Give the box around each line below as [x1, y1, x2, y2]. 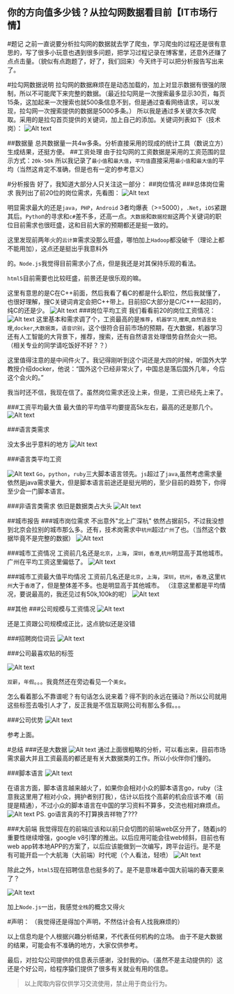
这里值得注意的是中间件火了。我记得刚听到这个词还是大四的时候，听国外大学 [7, 355, 227, 364]
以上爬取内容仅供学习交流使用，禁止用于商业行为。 [24, 979, 171, 988]
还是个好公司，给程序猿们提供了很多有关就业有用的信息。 [7, 964, 172, 972]
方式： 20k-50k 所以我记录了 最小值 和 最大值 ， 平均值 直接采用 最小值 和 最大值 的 [13, 156, 219, 165]
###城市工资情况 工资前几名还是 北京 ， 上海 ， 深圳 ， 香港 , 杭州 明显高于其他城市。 [7, 549, 227, 557]
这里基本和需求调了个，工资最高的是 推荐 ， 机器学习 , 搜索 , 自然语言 [36, 314, 212, 323]
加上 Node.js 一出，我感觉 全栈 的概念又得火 [7, 902, 125, 911]
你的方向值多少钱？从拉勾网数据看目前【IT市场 [7, 6, 208, 19]
